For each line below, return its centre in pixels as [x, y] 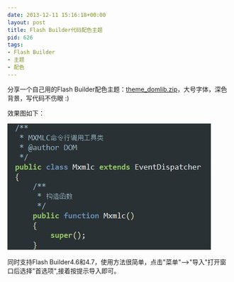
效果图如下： [26, 113]
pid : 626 [20, 38]
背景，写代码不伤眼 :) [38, 98]
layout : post [27, 22]
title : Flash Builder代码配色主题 [55, 30]
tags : [15, 45]
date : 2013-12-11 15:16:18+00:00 [57, 15]
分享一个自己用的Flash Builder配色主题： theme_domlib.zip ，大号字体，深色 [117, 89]
